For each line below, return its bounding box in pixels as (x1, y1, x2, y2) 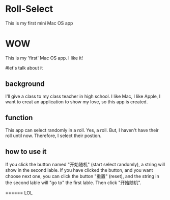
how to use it (5, 147, 47, 156)
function (5, 114, 33, 122)
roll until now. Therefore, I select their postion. (5, 132, 102, 139)
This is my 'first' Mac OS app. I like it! (5, 55, 83, 61)
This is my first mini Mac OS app (5, 20, 73, 26)
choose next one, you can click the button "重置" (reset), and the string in (5, 173, 159, 180)
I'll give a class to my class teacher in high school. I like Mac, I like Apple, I (5, 93, 161, 99)
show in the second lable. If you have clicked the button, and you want (5, 167, 153, 173)
